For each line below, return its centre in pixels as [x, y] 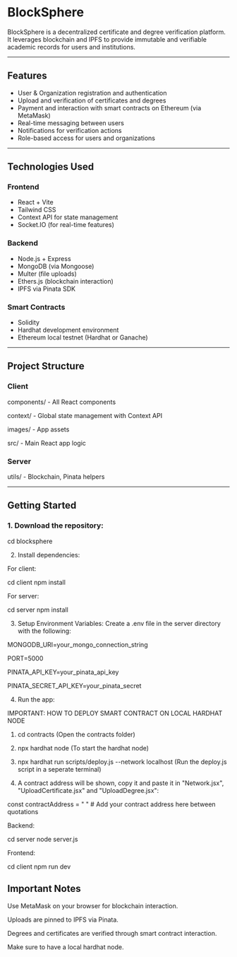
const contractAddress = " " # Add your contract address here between [112, 804]
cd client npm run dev [39, 866]
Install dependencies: [49, 555]
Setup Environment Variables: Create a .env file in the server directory [119, 623]
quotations [23, 811]
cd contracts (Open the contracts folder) [76, 734]
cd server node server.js [43, 839]
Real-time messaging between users [71, 123]
